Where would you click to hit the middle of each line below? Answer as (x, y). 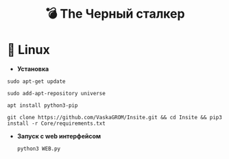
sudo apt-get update (37, 82)
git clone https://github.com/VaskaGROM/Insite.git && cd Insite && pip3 (115, 118)
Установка (33, 69)
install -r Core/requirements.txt (57, 124)
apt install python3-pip (43, 106)
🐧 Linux (28, 50)
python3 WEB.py (39, 149)
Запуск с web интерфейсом (59, 136)
